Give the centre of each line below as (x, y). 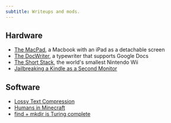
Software (23, 87)
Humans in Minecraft (40, 108)
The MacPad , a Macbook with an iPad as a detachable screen (89, 50)
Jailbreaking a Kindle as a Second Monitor (66, 69)
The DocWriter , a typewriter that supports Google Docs (81, 56)
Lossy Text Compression (44, 102)
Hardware (24, 36)
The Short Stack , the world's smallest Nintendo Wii (76, 62)
